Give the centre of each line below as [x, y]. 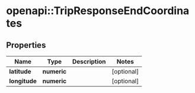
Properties [26, 45]
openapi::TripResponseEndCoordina [98, 11]
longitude [23, 81]
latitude [20, 72]
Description [89, 62]
